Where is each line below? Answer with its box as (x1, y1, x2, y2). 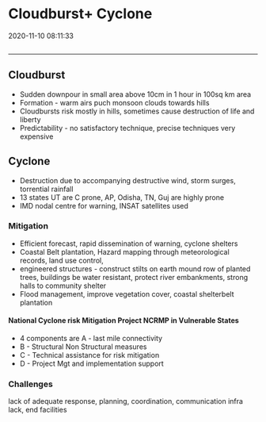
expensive (19, 132, 54, 141)
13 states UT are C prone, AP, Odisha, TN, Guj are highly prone (19, 192, 224, 202)
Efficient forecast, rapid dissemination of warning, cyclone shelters (19, 239, 238, 248)
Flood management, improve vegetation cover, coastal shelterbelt (19, 289, 234, 298)
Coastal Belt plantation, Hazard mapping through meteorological (19, 247, 230, 256)
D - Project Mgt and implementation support (19, 359, 164, 369)
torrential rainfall (19, 184, 74, 194)
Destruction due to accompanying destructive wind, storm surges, (19, 175, 236, 185)
